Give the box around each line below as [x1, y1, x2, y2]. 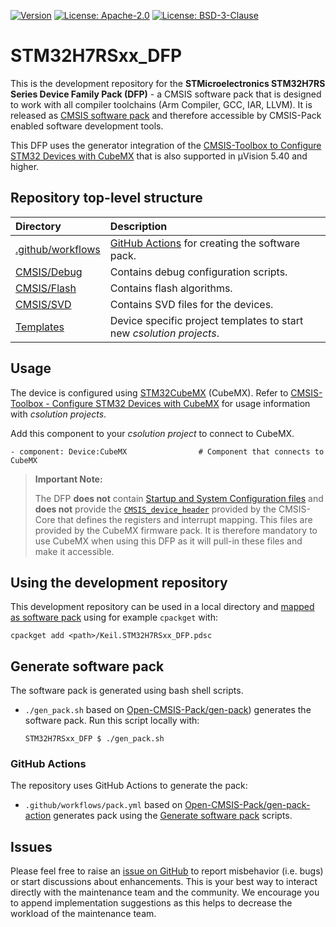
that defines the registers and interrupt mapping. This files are [57, 513, 313, 525]
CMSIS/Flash [15, 281, 77, 295]
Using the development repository [10, 574, 228, 591]
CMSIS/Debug [15, 265, 83, 279]
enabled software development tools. [10, 120, 164, 132]
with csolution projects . [10, 408, 107, 420]
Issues [10, 838, 53, 855]
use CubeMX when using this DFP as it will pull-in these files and [34, 535, 303, 547]
